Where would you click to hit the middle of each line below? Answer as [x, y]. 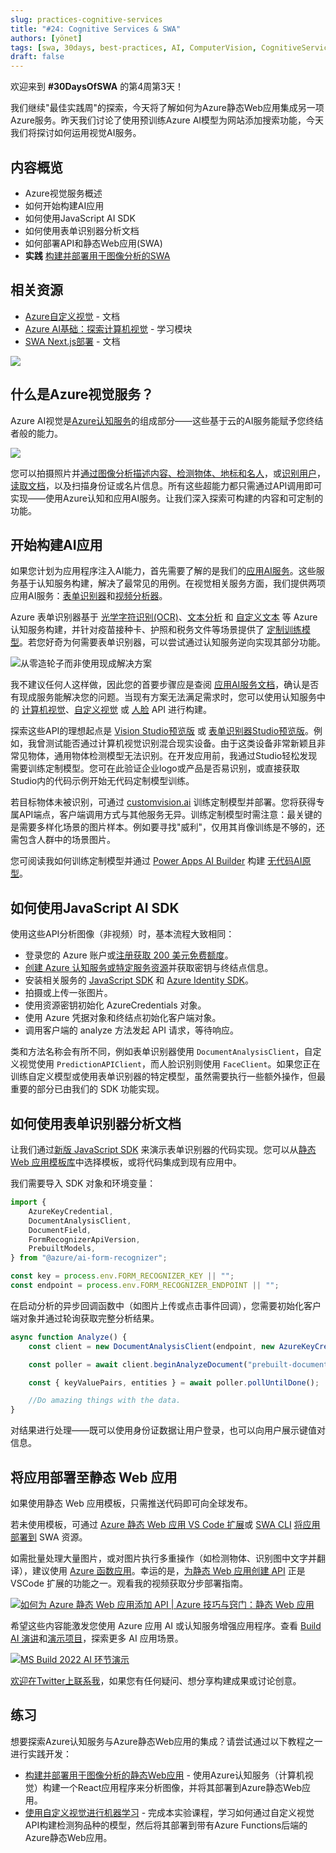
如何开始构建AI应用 [64, 205]
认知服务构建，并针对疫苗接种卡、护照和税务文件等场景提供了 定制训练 [156, 630]
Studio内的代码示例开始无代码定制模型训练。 [102, 781]
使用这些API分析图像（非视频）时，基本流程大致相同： [122, 934]
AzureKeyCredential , [71, 1211]
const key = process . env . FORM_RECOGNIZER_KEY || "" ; [122, 1276]
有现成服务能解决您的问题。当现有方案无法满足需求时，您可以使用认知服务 [163, 697]
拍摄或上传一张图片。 [68, 993]
